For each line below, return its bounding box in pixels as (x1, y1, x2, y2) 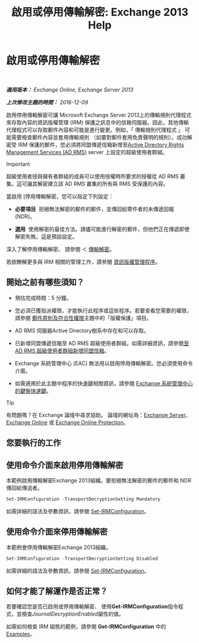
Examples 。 (6, 631, 36, 638)
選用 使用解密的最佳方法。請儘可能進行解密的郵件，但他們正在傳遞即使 (14, 225, 190, 233)
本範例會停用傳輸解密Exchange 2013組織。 (6, 544, 112, 551)
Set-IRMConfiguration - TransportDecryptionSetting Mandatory (6, 496, 161, 502)
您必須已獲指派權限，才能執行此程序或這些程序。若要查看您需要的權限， (14, 307, 192, 314)
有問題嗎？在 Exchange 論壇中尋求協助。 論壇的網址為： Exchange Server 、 (6, 411, 191, 418)
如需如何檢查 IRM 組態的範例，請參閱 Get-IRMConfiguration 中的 (6, 623, 166, 631)
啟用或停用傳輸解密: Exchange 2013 (11, 5, 188, 19)
